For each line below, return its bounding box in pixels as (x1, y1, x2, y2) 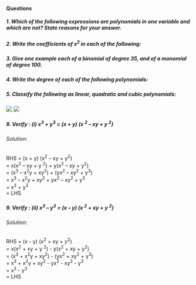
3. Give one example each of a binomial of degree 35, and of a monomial (6, 55, 187, 62)
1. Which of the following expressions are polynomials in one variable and (6, 18, 190, 25)
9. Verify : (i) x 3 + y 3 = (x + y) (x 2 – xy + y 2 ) (6, 120, 113, 127)
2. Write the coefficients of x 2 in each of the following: (6, 39, 141, 47)
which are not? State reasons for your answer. (6, 24, 122, 32)
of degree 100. (6, 61, 42, 68)
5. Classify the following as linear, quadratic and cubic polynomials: (6, 91, 177, 98)
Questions (6, 5, 32, 12)
